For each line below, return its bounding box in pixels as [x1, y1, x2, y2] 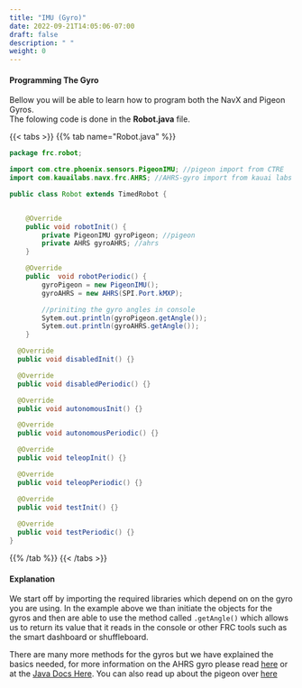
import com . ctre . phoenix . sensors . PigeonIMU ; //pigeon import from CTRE [9, 165, 284, 174]
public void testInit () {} [17, 502, 119, 512]
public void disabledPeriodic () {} [17, 380, 151, 389]
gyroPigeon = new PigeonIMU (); [41, 280, 160, 289]
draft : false [9, 30, 59, 39]
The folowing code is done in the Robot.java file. [9, 114, 191, 124]
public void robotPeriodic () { [25, 272, 147, 281]
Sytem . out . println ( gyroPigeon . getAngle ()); [41, 313, 207, 323]
